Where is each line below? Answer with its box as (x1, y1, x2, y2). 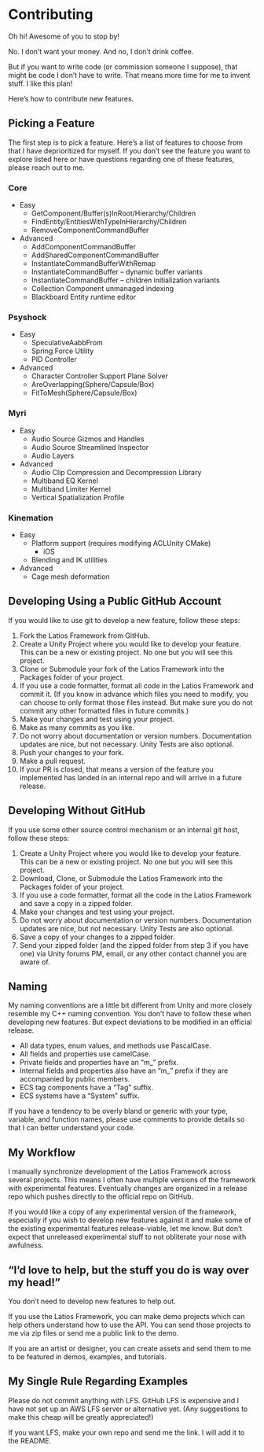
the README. (8, 1435, 52, 1445)
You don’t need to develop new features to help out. (8, 1296, 177, 1306)
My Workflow (8, 1146, 76, 1159)
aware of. (19, 957, 50, 967)
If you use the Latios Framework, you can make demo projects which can (8, 1312, 245, 1321)
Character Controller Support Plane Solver (31, 371, 169, 381)
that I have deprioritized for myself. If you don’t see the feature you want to (8, 146, 251, 155)
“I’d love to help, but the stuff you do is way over (8, 1263, 250, 1277)
